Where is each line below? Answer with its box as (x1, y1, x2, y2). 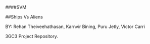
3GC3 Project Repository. (5, 33, 58, 39)
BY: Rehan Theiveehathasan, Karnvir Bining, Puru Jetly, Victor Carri (5, 23, 145, 29)
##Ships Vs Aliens (5, 14, 43, 19)
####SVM (5, 4, 27, 10)
